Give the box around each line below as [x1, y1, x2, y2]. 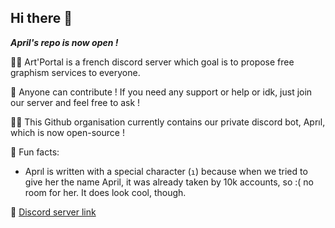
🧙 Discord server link [10, 206, 97, 218]
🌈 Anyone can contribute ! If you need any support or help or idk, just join [10, 86, 313, 98]
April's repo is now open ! [10, 36, 119, 48]
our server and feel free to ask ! [10, 96, 141, 108]
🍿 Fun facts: [10, 146, 60, 158]
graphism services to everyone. [10, 66, 141, 78]
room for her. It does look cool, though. [24, 186, 187, 198]
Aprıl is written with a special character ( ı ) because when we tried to [24, 165, 308, 177]
